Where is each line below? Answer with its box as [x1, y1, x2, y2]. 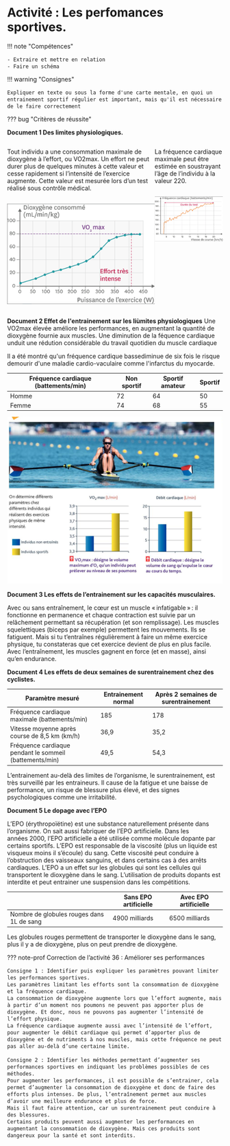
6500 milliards [168, 914, 210, 922]
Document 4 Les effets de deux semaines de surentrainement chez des [7, 667, 214, 676]
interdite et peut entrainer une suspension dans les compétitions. [7, 878, 190, 886]
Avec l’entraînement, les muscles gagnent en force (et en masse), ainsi [7, 647, 207, 656]
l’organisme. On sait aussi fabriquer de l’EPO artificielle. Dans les [7, 826, 190, 835]
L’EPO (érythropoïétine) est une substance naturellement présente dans [7, 820, 209, 828]
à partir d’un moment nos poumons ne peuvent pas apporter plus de [7, 1001, 204, 1009]
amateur [160, 382, 186, 390]
